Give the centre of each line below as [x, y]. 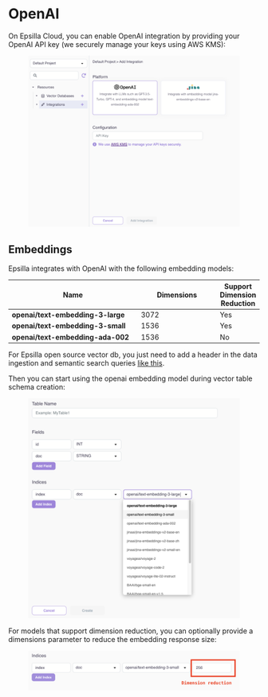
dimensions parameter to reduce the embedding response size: [112, 639]
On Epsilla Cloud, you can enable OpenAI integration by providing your [124, 36]
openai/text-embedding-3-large [68, 315]
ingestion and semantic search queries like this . [87, 363]
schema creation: [37, 387]
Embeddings [40, 249]
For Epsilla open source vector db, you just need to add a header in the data [133, 354]
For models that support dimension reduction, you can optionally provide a [131, 631]
